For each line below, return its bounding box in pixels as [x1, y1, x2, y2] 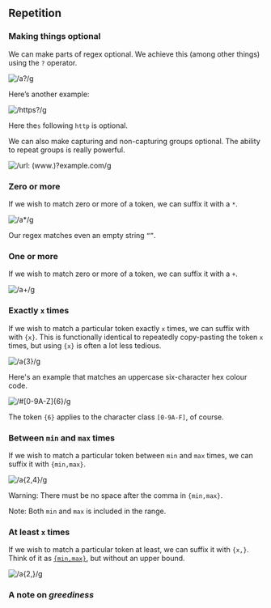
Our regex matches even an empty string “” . [8, 230, 156, 240]
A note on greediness [8, 589, 95, 601]
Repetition [8, 6, 62, 20]
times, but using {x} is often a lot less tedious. [8, 340, 162, 351]
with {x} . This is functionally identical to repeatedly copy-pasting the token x [8, 332, 264, 342]
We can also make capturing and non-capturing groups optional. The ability [8, 136, 260, 146]
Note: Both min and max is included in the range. [8, 506, 167, 516]
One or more [8, 250, 58, 261]
